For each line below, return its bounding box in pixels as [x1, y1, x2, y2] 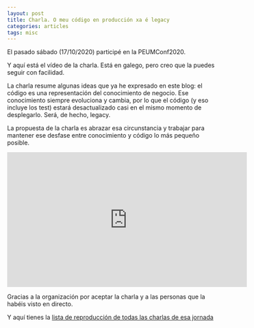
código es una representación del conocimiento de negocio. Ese [7, 89, 189, 97]
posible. [7, 138, 29, 147]
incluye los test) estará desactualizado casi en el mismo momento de [7, 103, 202, 112]
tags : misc [7, 29, 38, 36]
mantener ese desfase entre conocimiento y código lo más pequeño [7, 131, 200, 140]
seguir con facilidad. [7, 68, 65, 77]
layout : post [7, 10, 45, 17]
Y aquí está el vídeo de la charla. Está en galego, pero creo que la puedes [7, 61, 215, 69]
